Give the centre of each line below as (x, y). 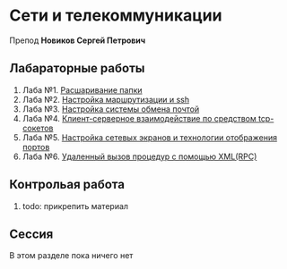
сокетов (38, 128)
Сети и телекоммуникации (116, 16)
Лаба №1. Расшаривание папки (82, 89)
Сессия (31, 234)
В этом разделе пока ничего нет (71, 256)
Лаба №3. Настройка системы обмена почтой (111, 109)
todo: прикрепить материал (75, 206)
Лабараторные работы (77, 68)
